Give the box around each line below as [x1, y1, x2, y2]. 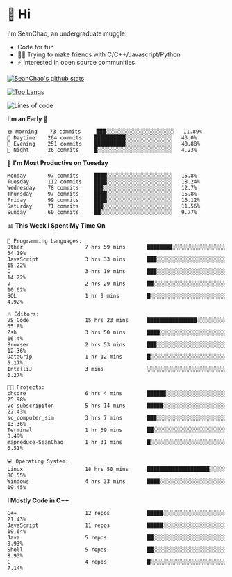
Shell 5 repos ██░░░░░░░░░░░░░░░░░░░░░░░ [7, 546, 226, 553]
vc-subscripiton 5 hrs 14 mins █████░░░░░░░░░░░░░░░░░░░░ [7, 402, 226, 409]
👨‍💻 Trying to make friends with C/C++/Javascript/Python [17, 50, 181, 59]
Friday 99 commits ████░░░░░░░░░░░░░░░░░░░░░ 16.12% [7, 197, 200, 203]
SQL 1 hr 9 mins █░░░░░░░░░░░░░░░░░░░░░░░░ [7, 292, 226, 299]
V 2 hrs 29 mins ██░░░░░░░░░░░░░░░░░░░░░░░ [7, 280, 226, 287]
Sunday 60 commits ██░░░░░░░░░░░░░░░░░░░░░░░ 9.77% [7, 208, 197, 215]
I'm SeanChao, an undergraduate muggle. [7, 29, 127, 38]
